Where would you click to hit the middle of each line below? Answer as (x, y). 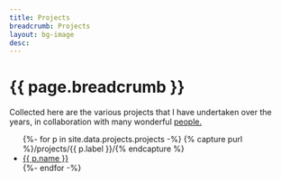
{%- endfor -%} (52, 168)
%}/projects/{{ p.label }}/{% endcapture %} (103, 149)
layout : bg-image (42, 34)
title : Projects (40, 18)
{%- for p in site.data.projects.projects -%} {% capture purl (132, 140)
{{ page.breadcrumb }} (97, 87)
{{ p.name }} (45, 158)
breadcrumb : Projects (50, 26)
